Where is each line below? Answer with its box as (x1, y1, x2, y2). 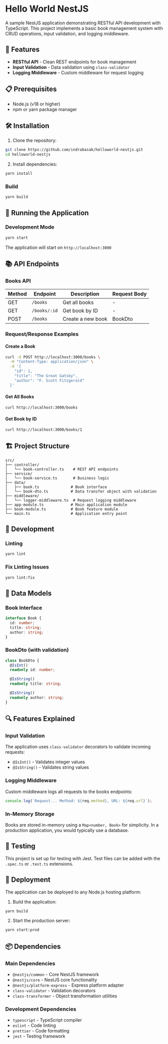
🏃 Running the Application (5, 208, 89, 217)
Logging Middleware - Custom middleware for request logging (12, 69, 144, 76)
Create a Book (5, 343, 35, 349)
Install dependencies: (12, 161, 58, 167)
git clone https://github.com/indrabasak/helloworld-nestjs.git (5, 147, 143, 153)
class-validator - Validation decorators (12, 987, 96, 993)
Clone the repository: (12, 137, 57, 143)
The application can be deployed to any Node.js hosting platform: (5, 889, 141, 895)
